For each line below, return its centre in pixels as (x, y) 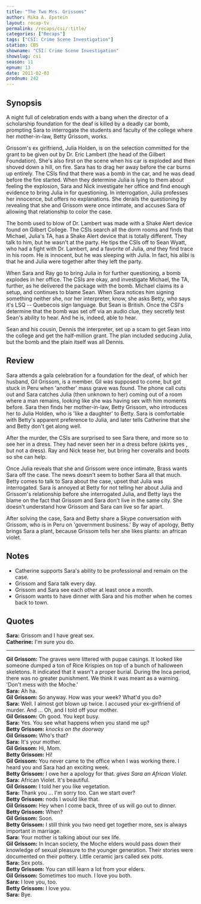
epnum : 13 (19, 67)
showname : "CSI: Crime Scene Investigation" (63, 51)
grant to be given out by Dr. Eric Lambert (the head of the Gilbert (86, 154)
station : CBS (22, 46)
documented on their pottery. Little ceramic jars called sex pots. (85, 857)
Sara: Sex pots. (25, 863)
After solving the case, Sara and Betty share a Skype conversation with (94, 518)
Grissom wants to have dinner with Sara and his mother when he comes (103, 596)
